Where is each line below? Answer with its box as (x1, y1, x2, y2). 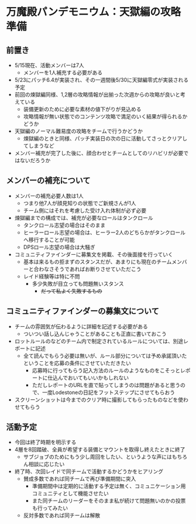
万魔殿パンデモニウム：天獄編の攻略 (6, 5, 181, 19)
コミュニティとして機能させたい (32, 490, 109, 497)
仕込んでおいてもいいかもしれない (47, 374, 129, 381)
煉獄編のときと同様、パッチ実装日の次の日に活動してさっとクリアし (23, 135, 188, 142)
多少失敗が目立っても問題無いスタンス (32, 280, 124, 287)
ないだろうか (19, 157, 51, 164)
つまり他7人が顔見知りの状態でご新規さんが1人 (23, 200, 136, 207)
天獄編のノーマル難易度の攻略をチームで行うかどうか (14, 128, 143, 135)
